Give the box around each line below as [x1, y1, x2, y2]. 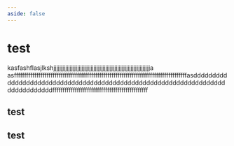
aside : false [7, 10, 46, 17]
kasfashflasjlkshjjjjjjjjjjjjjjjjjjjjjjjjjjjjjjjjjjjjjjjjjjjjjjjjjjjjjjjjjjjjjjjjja [7, 64, 154, 72]
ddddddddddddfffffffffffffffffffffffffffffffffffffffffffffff [7, 85, 149, 94]
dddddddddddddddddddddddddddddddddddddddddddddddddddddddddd [7, 78, 226, 87]
